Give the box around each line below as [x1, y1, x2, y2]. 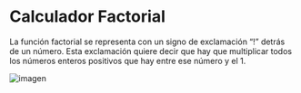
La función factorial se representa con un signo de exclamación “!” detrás [9, 36, 286, 47]
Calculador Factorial [9, 6, 166, 27]
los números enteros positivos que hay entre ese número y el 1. [9, 55, 246, 66]
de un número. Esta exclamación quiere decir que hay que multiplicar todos [9, 45, 293, 56]
